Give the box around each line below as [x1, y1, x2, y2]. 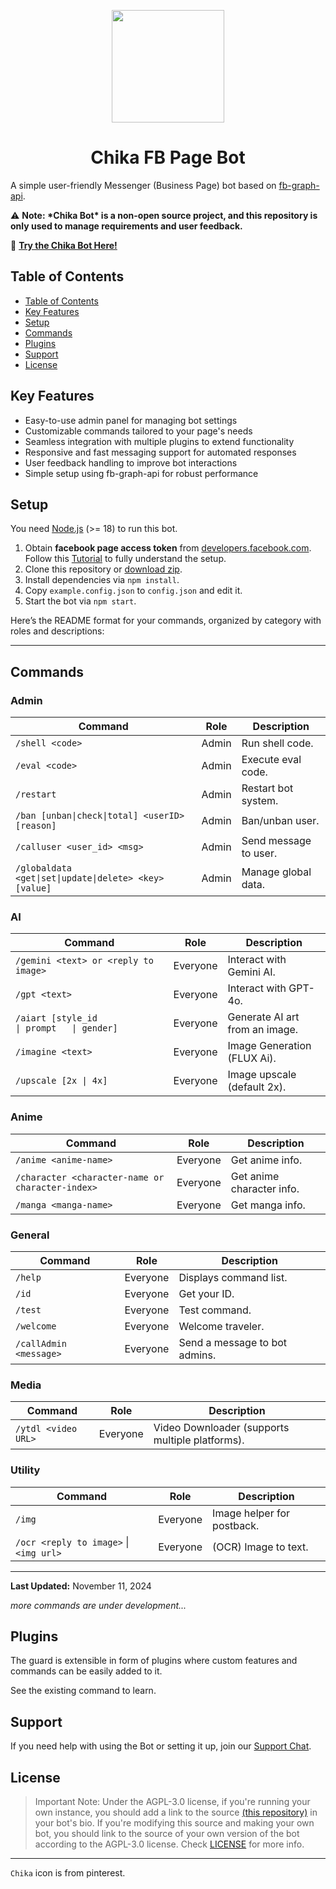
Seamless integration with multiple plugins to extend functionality [24, 435, 295, 447]
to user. [241, 846, 278, 860]
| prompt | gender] [15, 1023, 118, 1034]
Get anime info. [230, 1153, 303, 1167]
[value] [15, 883, 52, 894]
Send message [241, 834, 312, 848]
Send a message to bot [178, 1335, 288, 1349]
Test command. [178, 1303, 252, 1317]
